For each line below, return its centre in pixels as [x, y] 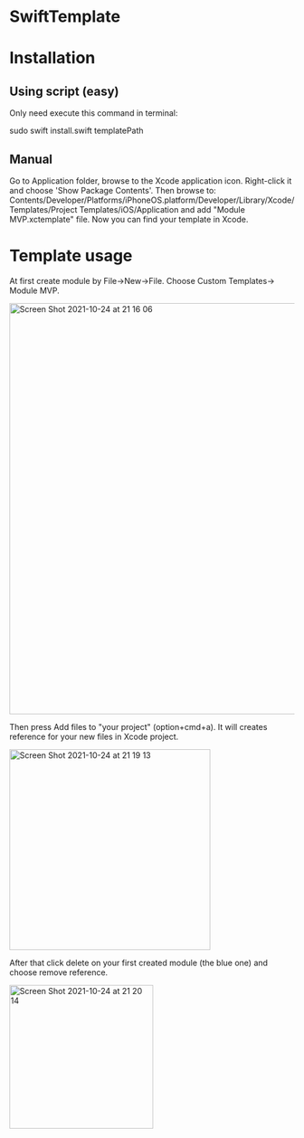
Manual [31, 159]
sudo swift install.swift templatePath [76, 131]
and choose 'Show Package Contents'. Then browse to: [113, 190]
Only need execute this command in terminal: [94, 113]
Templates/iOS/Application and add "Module [162, 209]
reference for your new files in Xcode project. [94, 736]
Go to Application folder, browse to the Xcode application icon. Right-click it [151, 181]
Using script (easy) [64, 91]
